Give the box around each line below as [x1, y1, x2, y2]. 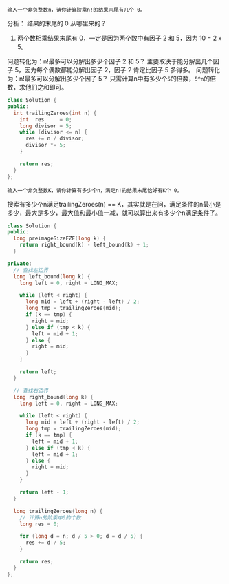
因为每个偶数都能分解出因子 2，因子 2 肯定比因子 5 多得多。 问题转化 [24, 66, 221, 74]
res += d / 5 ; [25, 539, 67, 546]
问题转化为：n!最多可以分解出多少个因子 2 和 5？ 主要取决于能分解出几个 [7, 57, 213, 65]
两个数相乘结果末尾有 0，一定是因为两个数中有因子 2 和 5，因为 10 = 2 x [17, 34, 222, 42]
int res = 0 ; [19, 116, 72, 123]
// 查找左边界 [13, 267, 49, 273]
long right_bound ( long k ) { [13, 393, 94, 401]
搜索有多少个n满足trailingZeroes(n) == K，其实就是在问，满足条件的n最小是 [7, 200, 221, 208]
